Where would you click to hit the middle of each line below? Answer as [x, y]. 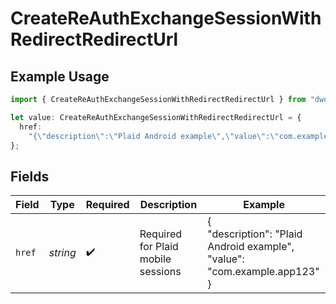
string [62, 253]
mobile [155, 259]
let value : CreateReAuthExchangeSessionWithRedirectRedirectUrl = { [156, 117]
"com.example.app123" [263, 272]
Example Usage [60, 76]
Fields [30, 176]
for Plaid [159, 247]
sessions [160, 272]
